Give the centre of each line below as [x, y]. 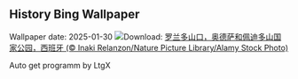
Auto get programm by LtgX [60, 65]
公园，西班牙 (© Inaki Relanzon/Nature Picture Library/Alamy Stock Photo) [153, 47]
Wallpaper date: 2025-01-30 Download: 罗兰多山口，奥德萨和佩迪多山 [141, 36]
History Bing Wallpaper [74, 14]
